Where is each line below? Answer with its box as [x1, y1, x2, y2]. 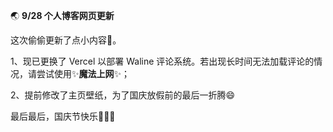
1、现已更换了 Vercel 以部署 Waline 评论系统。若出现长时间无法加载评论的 [10, 55, 315, 67]
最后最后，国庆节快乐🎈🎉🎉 [10, 110, 116, 122]
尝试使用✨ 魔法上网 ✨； [36, 68, 131, 79]
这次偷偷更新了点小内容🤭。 [10, 34, 122, 46]
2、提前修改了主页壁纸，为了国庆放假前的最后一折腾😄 [10, 89, 236, 101]
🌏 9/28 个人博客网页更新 [10, 10, 115, 21]
